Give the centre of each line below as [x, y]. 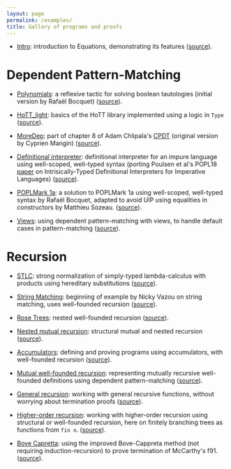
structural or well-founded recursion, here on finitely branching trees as [120, 422]
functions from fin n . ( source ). [61, 430]
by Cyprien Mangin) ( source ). [59, 143]
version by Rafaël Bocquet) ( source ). [69, 101]
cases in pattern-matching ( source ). [68, 228]
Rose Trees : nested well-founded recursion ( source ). [92, 318]
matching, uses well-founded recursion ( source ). [87, 304]
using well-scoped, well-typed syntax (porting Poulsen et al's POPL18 [117, 164]
